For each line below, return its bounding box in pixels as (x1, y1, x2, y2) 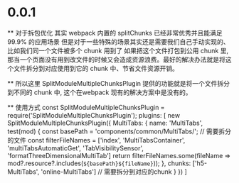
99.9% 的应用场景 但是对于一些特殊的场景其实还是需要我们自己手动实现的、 (7, 37, 230, 46)
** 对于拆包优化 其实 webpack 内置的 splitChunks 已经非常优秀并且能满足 (7, 28, 223, 37)
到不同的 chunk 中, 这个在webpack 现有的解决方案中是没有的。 (7, 88, 192, 96)
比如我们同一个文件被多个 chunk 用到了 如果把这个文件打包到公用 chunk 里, (7, 46, 229, 55)
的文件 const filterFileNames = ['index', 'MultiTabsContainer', (7, 135, 186, 144)
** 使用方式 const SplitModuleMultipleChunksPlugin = (7, 103, 165, 111)
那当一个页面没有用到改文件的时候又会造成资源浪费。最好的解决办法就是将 (7, 55, 225, 64)
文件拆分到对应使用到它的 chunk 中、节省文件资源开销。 (13, 64, 179, 72)
